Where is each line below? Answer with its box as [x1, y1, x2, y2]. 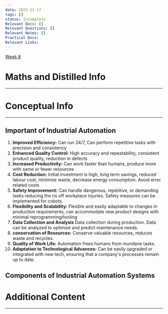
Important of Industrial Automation [5, 126, 116, 135]
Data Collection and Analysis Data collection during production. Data [12, 219, 156, 225]
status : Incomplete [5, 17, 46, 22]
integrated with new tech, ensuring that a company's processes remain [12, 251, 159, 257]
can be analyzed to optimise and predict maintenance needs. [12, 225, 138, 231]
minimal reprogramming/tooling [12, 214, 77, 220]
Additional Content [5, 291, 85, 303]
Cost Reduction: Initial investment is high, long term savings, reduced [12, 171, 156, 178]
